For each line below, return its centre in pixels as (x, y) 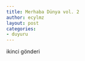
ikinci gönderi (23, 51)
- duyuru (17, 34)
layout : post (23, 23)
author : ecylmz (25, 18)
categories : (21, 29)
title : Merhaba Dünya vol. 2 (43, 12)
